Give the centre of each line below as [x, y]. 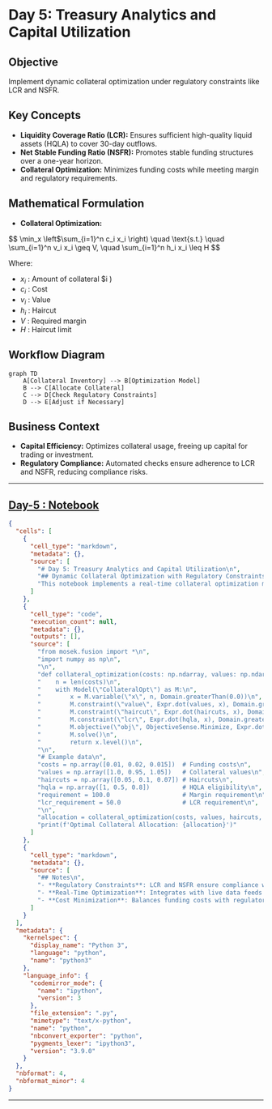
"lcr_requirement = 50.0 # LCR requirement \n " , [148, 802]
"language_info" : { [56, 975]
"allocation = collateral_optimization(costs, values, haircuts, [150, 817]
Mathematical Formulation [76, 204]
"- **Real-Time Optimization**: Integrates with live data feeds [150, 893]
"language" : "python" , [68, 953]
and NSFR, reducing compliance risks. [84, 472]
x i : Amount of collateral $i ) [66, 279]
